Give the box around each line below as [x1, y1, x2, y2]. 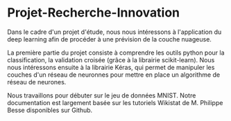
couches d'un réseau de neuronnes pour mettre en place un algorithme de [7, 71, 221, 79]
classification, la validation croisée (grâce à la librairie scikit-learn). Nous [7, 55, 215, 64]
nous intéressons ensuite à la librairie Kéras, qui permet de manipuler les [7, 63, 215, 71]
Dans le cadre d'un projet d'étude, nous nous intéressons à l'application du [7, 28, 222, 36]
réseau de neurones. [7, 77, 67, 86]
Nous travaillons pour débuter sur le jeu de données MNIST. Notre [7, 91, 196, 100]
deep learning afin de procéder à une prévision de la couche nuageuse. [7, 35, 212, 43]
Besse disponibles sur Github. [7, 106, 93, 114]
